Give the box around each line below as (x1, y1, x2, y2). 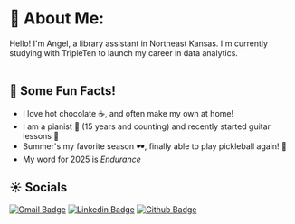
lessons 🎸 (22, 130, 60, 141)
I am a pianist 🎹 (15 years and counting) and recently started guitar (22, 121, 271, 132)
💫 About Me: (9, 8, 105, 29)
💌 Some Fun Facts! (9, 83, 116, 98)
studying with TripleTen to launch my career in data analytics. (9, 47, 238, 58)
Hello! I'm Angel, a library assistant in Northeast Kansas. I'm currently (9, 38, 269, 49)
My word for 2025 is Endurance (22, 154, 142, 164)
